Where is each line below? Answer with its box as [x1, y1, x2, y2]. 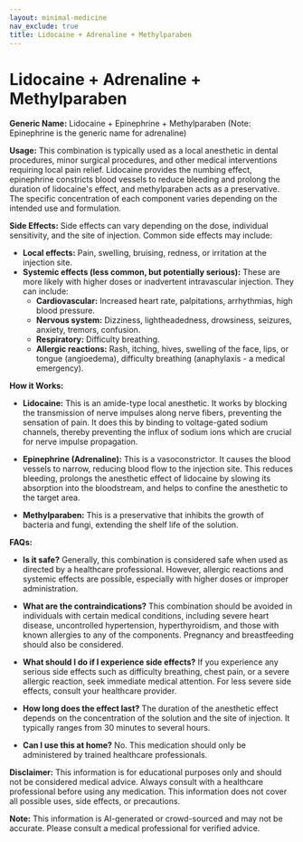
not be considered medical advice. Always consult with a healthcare [9, 777, 264, 788]
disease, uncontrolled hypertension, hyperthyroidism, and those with [22, 620, 279, 631]
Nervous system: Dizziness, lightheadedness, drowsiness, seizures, [35, 315, 292, 326]
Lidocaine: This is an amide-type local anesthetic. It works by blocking [22, 398, 288, 409]
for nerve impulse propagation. [22, 436, 138, 448]
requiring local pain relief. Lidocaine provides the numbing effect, [9, 165, 252, 175]
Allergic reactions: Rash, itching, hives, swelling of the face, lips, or [35, 344, 289, 355]
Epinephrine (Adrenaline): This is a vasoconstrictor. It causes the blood [22, 454, 291, 465]
